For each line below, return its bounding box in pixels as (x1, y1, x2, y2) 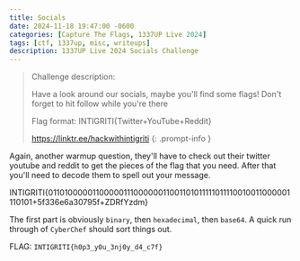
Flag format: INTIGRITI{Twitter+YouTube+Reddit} (31, 116, 213, 127)
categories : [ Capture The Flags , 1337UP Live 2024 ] (9, 30, 207, 39)
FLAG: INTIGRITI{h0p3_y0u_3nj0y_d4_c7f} (9, 241, 163, 252)
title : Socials (9, 13, 66, 22)
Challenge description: (31, 71, 116, 82)
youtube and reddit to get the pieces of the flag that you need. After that (9, 160, 277, 171)
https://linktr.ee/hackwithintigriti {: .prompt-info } (31, 133, 212, 144)
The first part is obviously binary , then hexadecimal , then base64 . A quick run (9, 214, 292, 225)
